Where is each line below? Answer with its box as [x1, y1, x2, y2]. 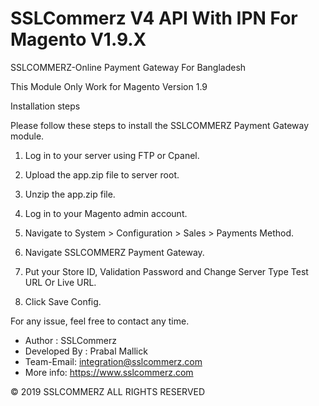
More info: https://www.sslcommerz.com [24, 366, 194, 378]
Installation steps [10, 100, 81, 112]
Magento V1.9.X [10, 28, 147, 51]
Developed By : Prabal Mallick [24, 345, 148, 357]
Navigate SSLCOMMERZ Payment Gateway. [24, 246, 205, 258]
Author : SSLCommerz [24, 334, 117, 346]
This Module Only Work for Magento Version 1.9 [10, 80, 208, 92]
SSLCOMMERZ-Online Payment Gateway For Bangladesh [10, 61, 247, 73]
